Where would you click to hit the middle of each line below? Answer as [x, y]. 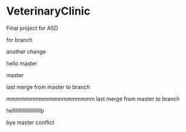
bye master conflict [30, 122]
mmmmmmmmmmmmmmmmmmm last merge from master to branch [93, 99]
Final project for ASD [32, 28]
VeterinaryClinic [48, 11]
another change [26, 51]
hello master [22, 63]
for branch [19, 40]
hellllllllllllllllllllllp [25, 110]
